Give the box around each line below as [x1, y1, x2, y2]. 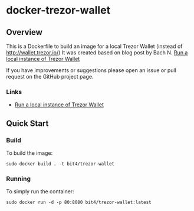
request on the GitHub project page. [6, 73, 94, 80]
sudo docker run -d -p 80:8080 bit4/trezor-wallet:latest [6, 199, 152, 206]
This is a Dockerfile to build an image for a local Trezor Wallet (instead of [6, 43, 183, 50]
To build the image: [6, 149, 53, 157]
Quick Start [6, 118, 49, 128]
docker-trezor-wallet [6, 4, 111, 17]
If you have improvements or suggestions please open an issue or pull [6, 67, 177, 74]
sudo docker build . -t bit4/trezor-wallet [6, 161, 115, 167]
